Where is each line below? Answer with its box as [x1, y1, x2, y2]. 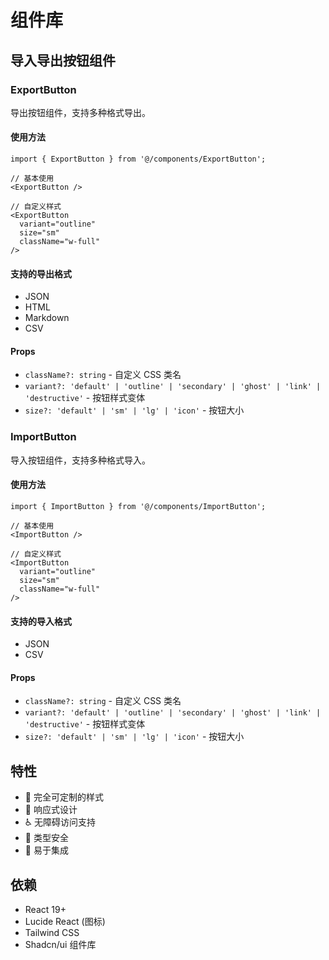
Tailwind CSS [24, 927, 80, 939]
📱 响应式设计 [24, 804, 78, 816]
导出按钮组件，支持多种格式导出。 [10, 106, 151, 118]
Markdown [24, 312, 70, 324]
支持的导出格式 [10, 267, 72, 280]
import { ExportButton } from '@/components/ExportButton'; [10, 154, 267, 165]
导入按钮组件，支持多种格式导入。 [10, 454, 151, 466]
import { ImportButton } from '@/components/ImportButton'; [10, 501, 267, 511]
